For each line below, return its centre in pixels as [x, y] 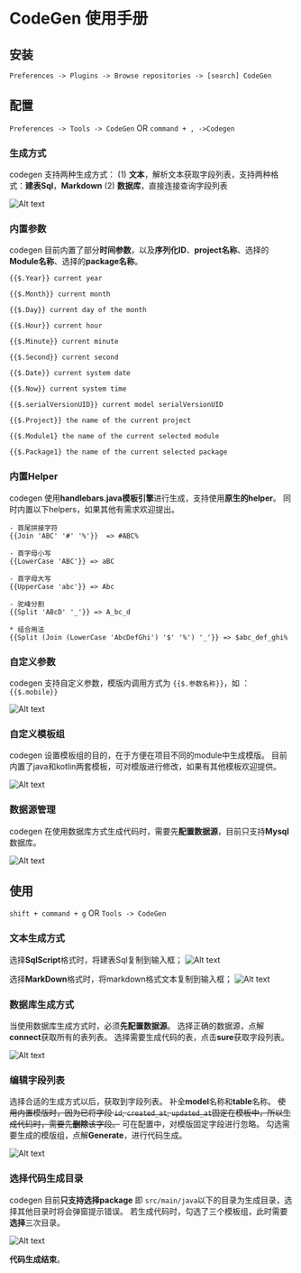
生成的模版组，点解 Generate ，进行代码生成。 [102, 1135]
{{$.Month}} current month [60, 294]
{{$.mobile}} [34, 692]
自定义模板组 [37, 733]
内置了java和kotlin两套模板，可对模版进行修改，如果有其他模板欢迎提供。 [146, 767]
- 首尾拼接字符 [34, 528]
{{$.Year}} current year [56, 279]
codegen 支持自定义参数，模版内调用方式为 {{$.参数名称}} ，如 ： [130, 683]
